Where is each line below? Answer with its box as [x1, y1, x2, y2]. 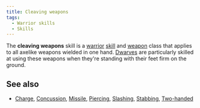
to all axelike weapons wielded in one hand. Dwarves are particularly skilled [6, 49, 194, 56]
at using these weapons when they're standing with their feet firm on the [6, 55, 187, 62]
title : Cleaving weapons [6, 8, 69, 15]
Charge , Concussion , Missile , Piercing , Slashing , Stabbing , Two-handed [14, 95, 194, 103]
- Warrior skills [11, 20, 55, 26]
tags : [6, 14, 20, 21]
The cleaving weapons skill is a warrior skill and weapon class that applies [6, 42, 192, 49]
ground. [6, 62, 26, 69]
